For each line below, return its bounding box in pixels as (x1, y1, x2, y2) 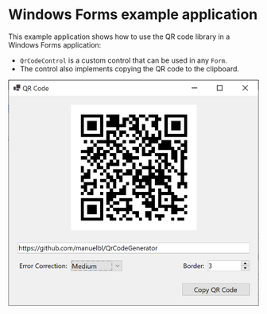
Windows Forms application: (8, 40, 102, 49)
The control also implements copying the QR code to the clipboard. (19, 63, 240, 73)
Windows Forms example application (8, 6, 258, 24)
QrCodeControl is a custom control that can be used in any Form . (19, 56, 228, 65)
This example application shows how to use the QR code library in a (8, 32, 230, 41)
